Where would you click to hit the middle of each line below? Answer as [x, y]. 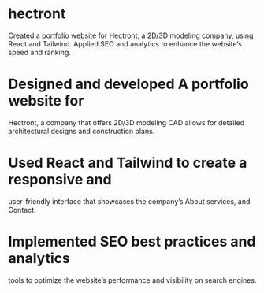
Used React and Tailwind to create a [128, 163]
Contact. [22, 210]
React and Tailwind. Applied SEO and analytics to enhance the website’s [125, 43]
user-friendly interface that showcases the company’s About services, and [129, 201]
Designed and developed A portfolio [129, 84]
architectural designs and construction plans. [82, 131]
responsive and [60, 180]
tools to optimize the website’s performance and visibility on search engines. [132, 280]
